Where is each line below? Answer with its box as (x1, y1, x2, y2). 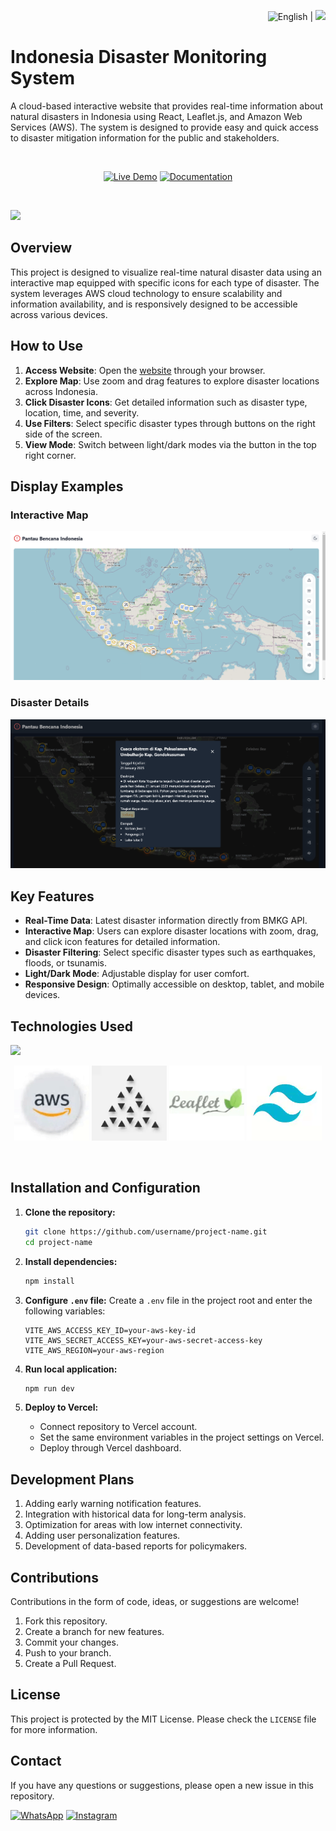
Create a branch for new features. (24, 1626, 165, 1637)
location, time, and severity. (24, 406, 140, 419)
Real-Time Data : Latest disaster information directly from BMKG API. (24, 915, 308, 927)
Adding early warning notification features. (24, 1498, 202, 1510)
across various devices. (10, 308, 108, 320)
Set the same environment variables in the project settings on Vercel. (39, 1431, 325, 1444)
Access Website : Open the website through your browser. (24, 364, 266, 376)
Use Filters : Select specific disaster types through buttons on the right (24, 417, 316, 429)
